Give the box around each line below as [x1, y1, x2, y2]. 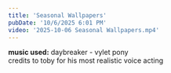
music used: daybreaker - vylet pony [8, 48, 129, 57]
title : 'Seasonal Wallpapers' [8, 11, 107, 20]
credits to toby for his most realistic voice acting [8, 56, 164, 65]
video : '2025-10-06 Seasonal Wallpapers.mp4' [8, 26, 159, 34]
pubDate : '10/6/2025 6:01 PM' [8, 19, 107, 27]
